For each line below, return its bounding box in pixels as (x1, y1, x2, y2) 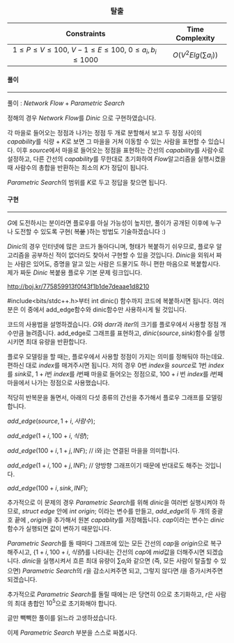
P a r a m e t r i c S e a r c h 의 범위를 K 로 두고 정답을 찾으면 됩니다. (7, 178, 167, 186)
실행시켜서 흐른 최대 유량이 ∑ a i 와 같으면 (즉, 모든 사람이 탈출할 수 (42, 556, 219, 566)
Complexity (175, 33, 215, 43)
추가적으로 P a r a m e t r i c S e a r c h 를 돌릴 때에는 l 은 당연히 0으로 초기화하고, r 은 (7, 590, 214, 598)
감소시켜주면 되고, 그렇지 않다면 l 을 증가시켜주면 (93, 566, 224, 575)
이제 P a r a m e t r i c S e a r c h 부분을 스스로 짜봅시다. (7, 628, 138, 637)
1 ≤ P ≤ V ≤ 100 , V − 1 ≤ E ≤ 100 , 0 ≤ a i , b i (13, 45, 157, 56)
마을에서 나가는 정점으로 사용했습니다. (7, 378, 110, 387)
